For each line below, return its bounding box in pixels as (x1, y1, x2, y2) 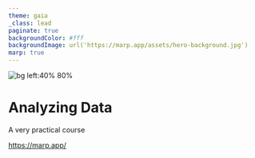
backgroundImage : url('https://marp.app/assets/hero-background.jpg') (8, 41, 249, 49)
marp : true (8, 49, 45, 57)
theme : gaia (8, 11, 48, 20)
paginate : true (8, 26, 59, 34)
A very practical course (8, 124, 86, 134)
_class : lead (8, 19, 52, 27)
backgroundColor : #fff (8, 34, 84, 42)
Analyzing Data (8, 99, 113, 117)
